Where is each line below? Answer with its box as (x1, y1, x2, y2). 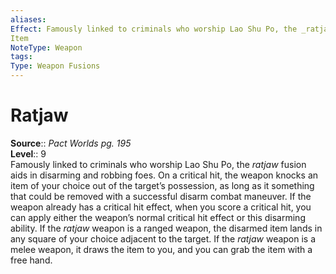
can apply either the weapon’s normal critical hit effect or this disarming (10, 211, 306, 223)
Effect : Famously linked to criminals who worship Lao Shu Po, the (10, 24, 298, 34)
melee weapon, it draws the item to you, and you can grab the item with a (10, 243, 313, 255)
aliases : (10, 14, 47, 25)
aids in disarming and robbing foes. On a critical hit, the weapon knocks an (10, 169, 319, 181)
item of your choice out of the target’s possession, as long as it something (10, 179, 315, 191)
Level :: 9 (10, 147, 47, 160)
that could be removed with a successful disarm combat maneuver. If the (10, 190, 312, 202)
